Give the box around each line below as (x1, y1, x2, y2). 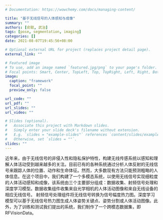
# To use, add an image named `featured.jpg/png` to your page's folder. (5, 65, 158, 70)
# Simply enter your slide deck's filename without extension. (5, 128, 140, 133)
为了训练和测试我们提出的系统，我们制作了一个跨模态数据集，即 (13, 203, 141, 209)
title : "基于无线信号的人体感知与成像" (5, 16, 75, 21)
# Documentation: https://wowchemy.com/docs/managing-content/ (5, 7, 136, 12)
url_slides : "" (5, 105, 36, 110)
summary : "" (5, 20, 29, 25)
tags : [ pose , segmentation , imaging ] (5, 30, 81, 34)
